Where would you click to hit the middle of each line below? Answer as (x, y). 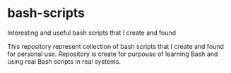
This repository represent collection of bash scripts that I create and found (116, 46)
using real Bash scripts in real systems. (64, 61)
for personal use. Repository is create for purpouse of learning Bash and (113, 54)
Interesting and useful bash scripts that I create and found (92, 33)
